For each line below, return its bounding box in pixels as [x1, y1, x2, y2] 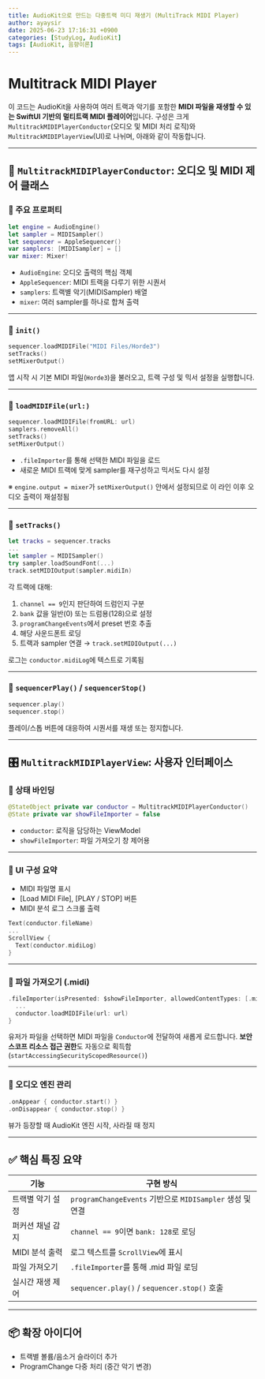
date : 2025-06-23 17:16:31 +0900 [8, 26, 118, 34]
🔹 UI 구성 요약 [8, 865, 58, 876]
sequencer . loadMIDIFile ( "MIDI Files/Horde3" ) [8, 342, 160, 351]
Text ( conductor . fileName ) [8, 920, 93, 928]
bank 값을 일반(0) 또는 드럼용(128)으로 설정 [19, 608, 152, 618]
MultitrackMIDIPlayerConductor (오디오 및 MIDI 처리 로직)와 [8, 121, 196, 131]
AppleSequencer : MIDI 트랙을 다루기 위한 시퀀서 [19, 278, 166, 287]
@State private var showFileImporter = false [8, 810, 160, 819]
